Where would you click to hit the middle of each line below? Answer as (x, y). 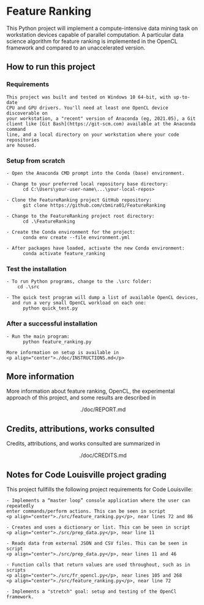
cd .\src (28, 287)
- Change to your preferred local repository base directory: (87, 184)
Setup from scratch (36, 160)
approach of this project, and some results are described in (81, 398)
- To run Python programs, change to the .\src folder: (79, 282)
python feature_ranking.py (57, 342)
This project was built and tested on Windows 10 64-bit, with (89, 97)
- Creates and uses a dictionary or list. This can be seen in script (98, 527)
